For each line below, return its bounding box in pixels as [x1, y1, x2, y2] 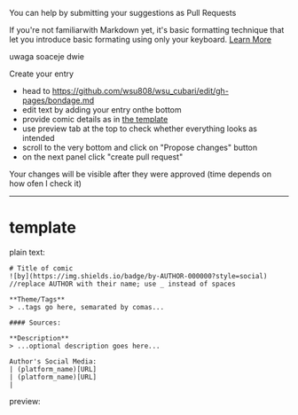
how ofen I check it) [9, 178, 82, 189]
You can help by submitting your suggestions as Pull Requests [9, 8, 237, 18]
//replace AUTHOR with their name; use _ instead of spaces [9, 279, 237, 288]
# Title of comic [9, 263, 74, 273]
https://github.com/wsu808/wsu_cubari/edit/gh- [51, 86, 229, 96]
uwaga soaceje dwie [9, 51, 84, 61]
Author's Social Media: [9, 356, 98, 366]
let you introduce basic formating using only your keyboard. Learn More [9, 35, 272, 44]
